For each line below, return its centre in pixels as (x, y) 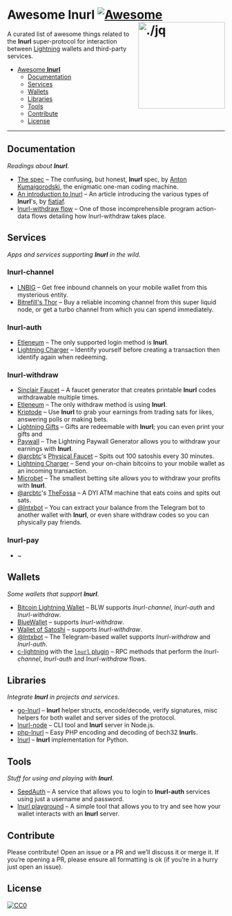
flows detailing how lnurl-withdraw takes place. (99, 216)
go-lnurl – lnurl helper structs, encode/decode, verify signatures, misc (117, 711)
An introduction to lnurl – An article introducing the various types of (113, 194)
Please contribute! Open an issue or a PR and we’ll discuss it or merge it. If (113, 852)
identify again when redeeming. (62, 357)
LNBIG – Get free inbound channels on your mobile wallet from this (112, 287)
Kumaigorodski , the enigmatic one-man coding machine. (98, 186)
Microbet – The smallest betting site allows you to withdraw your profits (119, 478)
